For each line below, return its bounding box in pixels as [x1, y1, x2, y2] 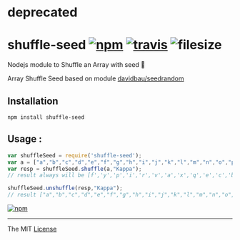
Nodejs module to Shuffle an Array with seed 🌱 [7, 61, 146, 69]
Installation [7, 95, 59, 107]
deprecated [7, 4, 78, 21]
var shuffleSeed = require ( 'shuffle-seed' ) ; [7, 152, 142, 159]
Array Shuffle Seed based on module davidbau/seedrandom [7, 74, 184, 83]
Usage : [7, 133, 43, 145]
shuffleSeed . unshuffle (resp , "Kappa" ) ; [7, 184, 123, 192]
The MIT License [7, 225, 57, 233]
